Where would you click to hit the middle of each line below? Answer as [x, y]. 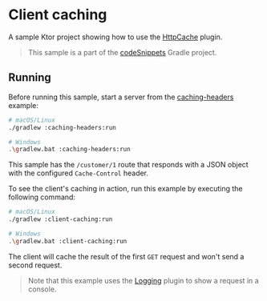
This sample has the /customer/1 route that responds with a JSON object [128, 165]
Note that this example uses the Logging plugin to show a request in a [143, 280]
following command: [42, 197]
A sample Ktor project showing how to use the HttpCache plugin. [115, 37]
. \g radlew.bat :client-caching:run [68, 241]
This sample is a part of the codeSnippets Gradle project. [122, 52]
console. [42, 289]
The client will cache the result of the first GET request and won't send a [126, 256]
